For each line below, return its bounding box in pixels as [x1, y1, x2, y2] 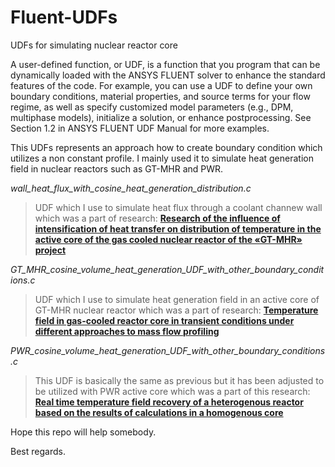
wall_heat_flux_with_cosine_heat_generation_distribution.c [10, 182, 252, 194]
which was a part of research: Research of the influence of [34, 212, 281, 224]
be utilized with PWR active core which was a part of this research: [34, 385, 311, 397]
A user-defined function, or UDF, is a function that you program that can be [10, 58, 321, 70]
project [34, 244, 67, 256]
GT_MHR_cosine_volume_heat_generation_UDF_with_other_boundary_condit [10, 263, 325, 275]
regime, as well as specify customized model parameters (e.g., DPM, [10, 101, 294, 113]
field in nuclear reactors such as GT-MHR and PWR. [10, 162, 224, 175]
